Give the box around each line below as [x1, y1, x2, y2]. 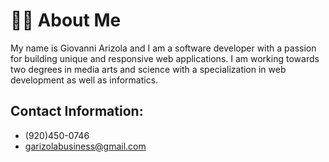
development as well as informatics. [10, 74, 159, 86]
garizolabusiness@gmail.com [24, 140, 147, 152]
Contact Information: [10, 103, 144, 120]
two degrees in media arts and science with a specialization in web [10, 63, 287, 75]
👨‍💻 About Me [10, 9, 122, 32]
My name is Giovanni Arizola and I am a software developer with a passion [10, 42, 317, 54]
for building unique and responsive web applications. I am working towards [10, 52, 320, 64]
